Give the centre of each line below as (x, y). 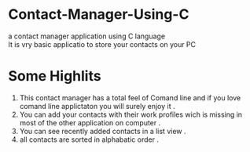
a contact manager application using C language (87, 36)
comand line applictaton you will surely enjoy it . (97, 106)
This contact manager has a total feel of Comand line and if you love (130, 98)
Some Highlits (55, 76)
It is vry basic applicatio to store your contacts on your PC (102, 44)
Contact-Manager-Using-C (99, 14)
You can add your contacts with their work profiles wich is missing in (131, 114)
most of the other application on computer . (90, 122)
